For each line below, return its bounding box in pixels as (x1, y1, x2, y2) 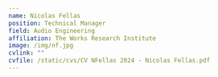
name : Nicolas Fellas (8, 11, 81, 20)
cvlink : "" (8, 49, 45, 57)
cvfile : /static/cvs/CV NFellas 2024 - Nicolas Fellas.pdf (8, 57, 211, 65)
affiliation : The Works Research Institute (8, 34, 157, 43)
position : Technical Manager (8, 19, 106, 27)
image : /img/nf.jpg (8, 42, 74, 50)
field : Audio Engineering (8, 26, 95, 34)
